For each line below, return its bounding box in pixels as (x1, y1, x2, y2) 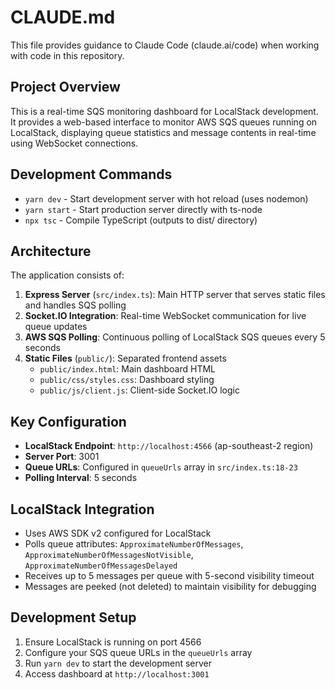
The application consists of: (10, 269, 125, 281)
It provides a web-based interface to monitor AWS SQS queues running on (10, 116, 318, 128)
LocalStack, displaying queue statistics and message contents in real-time (10, 126, 317, 138)
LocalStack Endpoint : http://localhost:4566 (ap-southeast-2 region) (24, 440, 314, 452)
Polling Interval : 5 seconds (24, 472, 138, 484)
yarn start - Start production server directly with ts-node (24, 203, 263, 215)
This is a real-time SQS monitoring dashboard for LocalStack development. (10, 105, 319, 117)
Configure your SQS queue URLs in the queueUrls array (24, 646, 253, 658)
